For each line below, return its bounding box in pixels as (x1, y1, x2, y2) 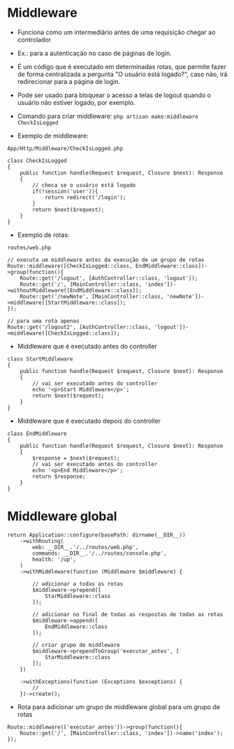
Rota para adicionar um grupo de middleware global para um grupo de (17, 702, 220, 711)
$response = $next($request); (32, 454, 120, 462)
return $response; (32, 473, 86, 480)
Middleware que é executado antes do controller (17, 342, 157, 350)
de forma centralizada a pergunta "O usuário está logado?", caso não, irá (17, 70, 228, 78)
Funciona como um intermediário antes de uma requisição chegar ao (17, 28, 216, 36)
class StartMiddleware (7, 355, 73, 363)
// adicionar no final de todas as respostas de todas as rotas (32, 611, 224, 618)
